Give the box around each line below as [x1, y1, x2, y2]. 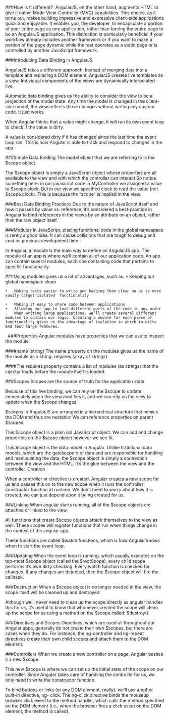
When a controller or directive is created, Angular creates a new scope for [5, 476, 159, 482]
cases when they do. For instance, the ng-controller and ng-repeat [5, 630, 144, 637]
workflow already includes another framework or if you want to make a [5, 36, 152, 43]
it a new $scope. [5, 656, 40, 662]
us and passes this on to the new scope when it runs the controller [5, 481, 144, 487]
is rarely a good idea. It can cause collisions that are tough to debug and [5, 232, 155, 238]
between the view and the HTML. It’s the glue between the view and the [5, 460, 155, 467]
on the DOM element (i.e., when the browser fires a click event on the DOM [5, 703, 161, 709]
